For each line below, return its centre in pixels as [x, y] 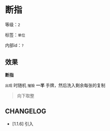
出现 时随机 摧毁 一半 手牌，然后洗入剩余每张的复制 [55, 85]
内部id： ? [15, 45]
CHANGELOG [26, 111]
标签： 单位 [15, 35]
